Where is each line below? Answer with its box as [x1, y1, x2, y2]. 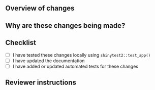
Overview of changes [5, 4, 75, 13]
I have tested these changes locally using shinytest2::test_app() [12, 52, 151, 58]
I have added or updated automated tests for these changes [12, 63, 139, 69]
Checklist [5, 38, 37, 47]
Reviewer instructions [5, 78, 77, 87]
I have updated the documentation [12, 58, 85, 64]
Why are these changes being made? [5, 21, 126, 30]
